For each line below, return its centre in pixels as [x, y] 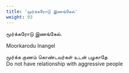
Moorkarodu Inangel [31, 45]
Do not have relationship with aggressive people [64, 64]
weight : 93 [19, 17]
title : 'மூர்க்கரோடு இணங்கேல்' [42, 11]
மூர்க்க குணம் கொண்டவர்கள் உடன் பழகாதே [57, 57]
